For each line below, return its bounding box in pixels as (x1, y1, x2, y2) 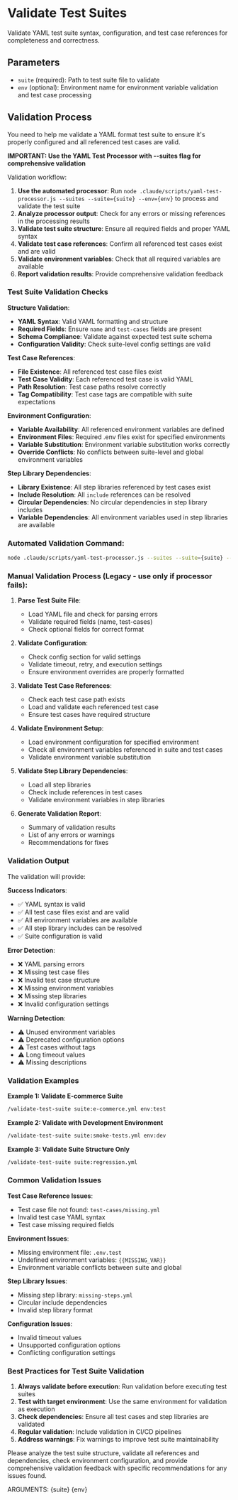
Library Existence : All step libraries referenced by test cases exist (17, 482, 211, 491)
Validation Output (7, 856, 69, 866)
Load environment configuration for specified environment (28, 738, 200, 747)
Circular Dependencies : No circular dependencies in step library (17, 497, 208, 506)
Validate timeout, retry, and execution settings (28, 660, 163, 669)
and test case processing (17, 90, 92, 99)
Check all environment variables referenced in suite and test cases (28, 745, 223, 754)
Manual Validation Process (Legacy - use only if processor (7, 571, 212, 581)
